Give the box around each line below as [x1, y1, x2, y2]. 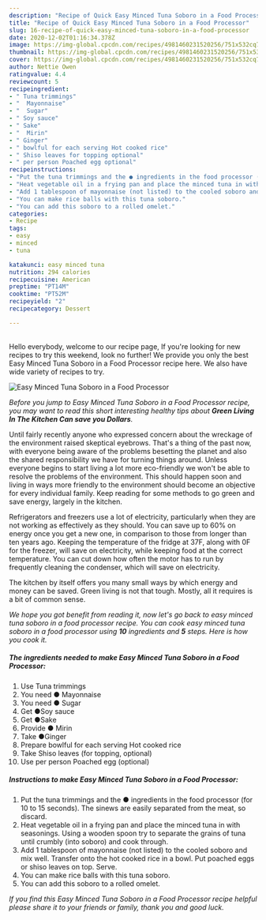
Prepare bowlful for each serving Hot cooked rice [20, 740, 182, 749]
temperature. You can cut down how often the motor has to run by [9, 554, 224, 563]
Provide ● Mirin [20, 723, 73, 733]
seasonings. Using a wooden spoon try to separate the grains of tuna [20, 828, 246, 838]
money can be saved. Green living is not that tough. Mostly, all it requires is [9, 586, 253, 595]
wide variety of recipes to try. [9, 366, 105, 376]
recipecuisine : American [9, 276, 91, 284]
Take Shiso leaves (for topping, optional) [20, 748, 152, 758]
